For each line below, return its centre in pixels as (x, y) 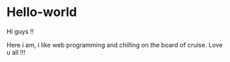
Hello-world (42, 12)
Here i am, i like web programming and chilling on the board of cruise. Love (115, 45)
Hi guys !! (20, 31)
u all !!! (16, 52)
